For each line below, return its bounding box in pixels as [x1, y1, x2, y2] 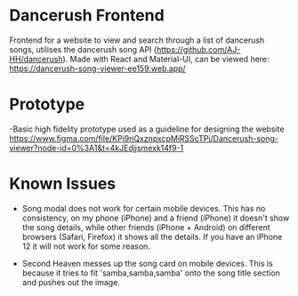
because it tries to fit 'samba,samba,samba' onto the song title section [21, 268, 280, 278]
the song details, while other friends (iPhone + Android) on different [21, 221, 271, 232]
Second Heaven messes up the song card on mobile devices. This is [21, 258, 273, 268]
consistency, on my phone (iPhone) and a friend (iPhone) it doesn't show [21, 212, 290, 223]
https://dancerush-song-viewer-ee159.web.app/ [9, 63, 187, 74]
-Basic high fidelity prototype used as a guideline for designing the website [9, 124, 285, 134]
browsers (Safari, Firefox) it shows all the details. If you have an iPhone [21, 231, 283, 242]
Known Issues [9, 174, 117, 194]
